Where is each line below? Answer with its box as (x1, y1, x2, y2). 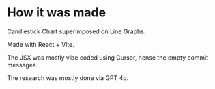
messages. (7, 60, 38, 69)
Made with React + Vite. (7, 40, 75, 48)
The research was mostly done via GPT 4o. (7, 73, 129, 82)
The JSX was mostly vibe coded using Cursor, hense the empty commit (7, 53, 209, 62)
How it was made (7, 5, 106, 20)
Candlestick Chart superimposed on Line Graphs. (7, 27, 146, 35)
